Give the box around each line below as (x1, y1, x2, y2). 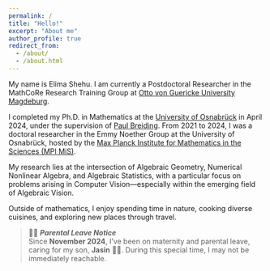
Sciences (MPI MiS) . (8, 146, 76, 156)
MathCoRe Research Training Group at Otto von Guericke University (8, 87, 235, 97)
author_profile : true (8, 34, 82, 43)
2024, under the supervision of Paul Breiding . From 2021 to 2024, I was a (8, 121, 253, 130)
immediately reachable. (28, 253, 107, 263)
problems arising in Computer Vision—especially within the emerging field (8, 179, 256, 188)
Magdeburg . (8, 96, 50, 106)
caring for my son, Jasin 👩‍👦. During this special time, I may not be (28, 244, 250, 255)
